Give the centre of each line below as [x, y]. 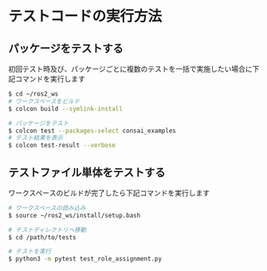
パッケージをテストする [66, 48]
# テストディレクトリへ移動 [47, 230]
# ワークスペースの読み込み [47, 208]
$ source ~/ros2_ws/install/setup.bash [75, 215]
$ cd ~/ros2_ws [33, 94]
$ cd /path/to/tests [43, 237]
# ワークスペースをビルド [44, 101]
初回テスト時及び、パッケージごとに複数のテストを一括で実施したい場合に [130, 69]
